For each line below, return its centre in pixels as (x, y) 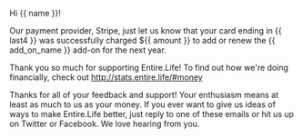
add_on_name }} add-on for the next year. (88, 50)
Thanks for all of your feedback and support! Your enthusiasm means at (144, 95)
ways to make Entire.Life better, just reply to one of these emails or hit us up (151, 114)
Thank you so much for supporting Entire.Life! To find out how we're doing (149, 68)
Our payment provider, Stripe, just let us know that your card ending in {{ (146, 30)
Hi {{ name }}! (35, 13)
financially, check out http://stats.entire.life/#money (106, 77)
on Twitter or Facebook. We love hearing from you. (105, 123)
